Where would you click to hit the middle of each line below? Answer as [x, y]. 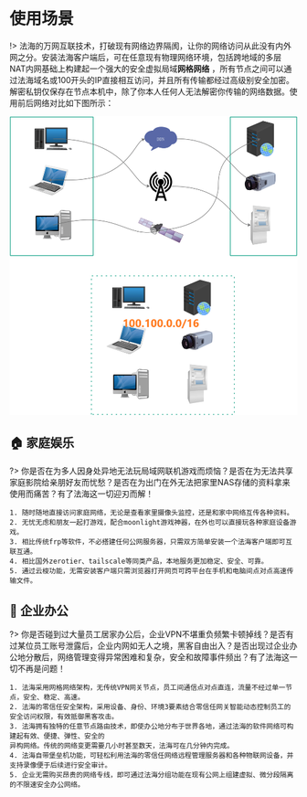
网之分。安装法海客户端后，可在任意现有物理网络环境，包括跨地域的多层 [145, 57]
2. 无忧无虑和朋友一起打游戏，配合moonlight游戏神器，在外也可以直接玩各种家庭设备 [150, 522]
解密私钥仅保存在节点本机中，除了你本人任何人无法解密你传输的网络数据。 [149, 91]
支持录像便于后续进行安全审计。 [61, 765]
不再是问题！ [41, 669]
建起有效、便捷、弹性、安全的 [57, 737]
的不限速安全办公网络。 [47, 785]
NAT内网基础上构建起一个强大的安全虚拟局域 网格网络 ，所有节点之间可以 [147, 69]
